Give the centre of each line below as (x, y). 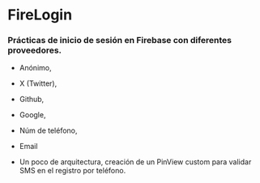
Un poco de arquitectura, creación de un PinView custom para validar (135, 162)
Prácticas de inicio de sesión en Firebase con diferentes (120, 40)
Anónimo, (35, 68)
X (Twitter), (38, 83)
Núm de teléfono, (48, 130)
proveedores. (35, 50)
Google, (32, 115)
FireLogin (40, 15)
